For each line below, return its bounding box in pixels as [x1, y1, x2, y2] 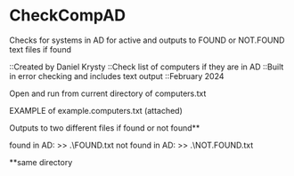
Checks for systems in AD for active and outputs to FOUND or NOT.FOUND [9, 35, 285, 45]
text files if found [9, 44, 71, 54]
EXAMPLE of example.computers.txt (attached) [9, 105, 183, 116]
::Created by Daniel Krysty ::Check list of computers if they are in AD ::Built [9, 61, 284, 72]
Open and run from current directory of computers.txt [9, 88, 207, 99]
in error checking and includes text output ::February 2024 [9, 70, 225, 81]
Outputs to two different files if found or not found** [9, 122, 200, 133]
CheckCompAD [9, 5, 127, 26]
